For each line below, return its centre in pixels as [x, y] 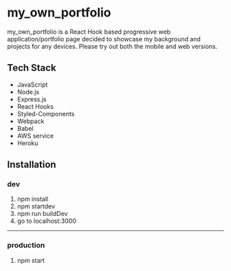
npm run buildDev [42, 214]
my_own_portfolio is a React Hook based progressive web [89, 32]
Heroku [27, 143]
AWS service [35, 135]
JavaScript [32, 85]
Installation [32, 165]
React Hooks [35, 106]
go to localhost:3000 [47, 221]
